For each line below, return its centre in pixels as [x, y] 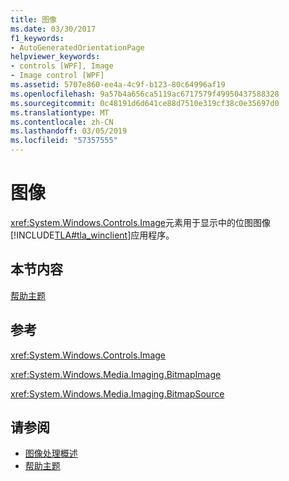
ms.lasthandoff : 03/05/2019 [69, 131]
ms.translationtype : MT [60, 112]
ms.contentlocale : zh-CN [62, 122]
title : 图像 [33, 19]
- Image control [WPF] [57, 76]
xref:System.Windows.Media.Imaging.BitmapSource [117, 393]
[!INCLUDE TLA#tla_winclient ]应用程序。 [92, 235]
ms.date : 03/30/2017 [53, 29]
